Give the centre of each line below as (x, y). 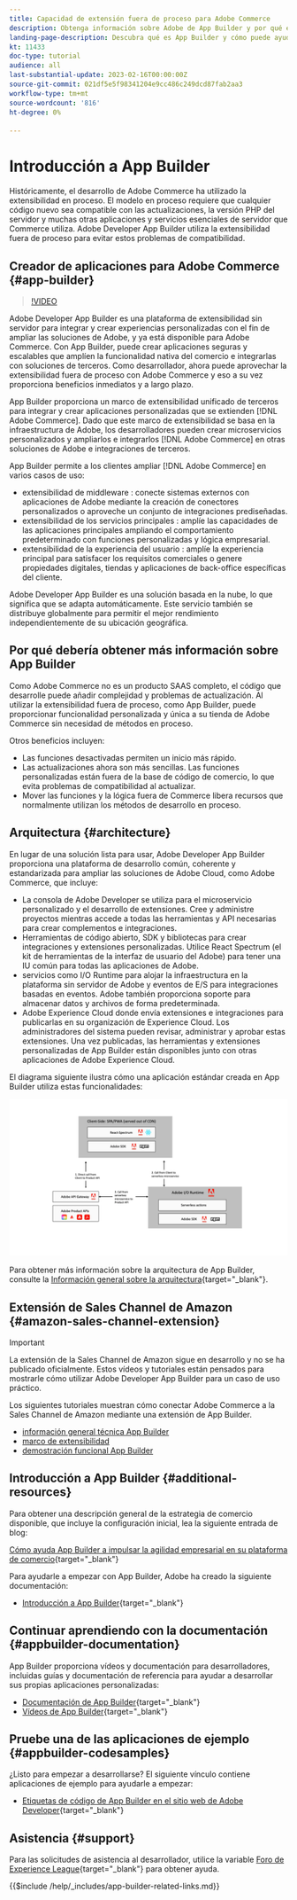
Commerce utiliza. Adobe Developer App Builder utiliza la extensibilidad (140, 229)
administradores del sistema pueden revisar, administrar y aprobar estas (153, 1031)
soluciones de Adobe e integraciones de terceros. (100, 449)
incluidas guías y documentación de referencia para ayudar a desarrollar (141, 1675)
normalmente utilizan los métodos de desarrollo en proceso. (131, 805)
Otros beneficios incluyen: (57, 740)
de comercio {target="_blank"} (64, 1559)
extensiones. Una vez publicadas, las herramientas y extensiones (141, 1041)
